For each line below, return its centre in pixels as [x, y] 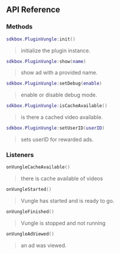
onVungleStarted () [29, 190]
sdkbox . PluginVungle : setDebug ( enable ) [54, 84]
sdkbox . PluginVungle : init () [41, 39]
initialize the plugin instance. [56, 51]
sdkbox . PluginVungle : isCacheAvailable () [57, 106]
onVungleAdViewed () [30, 234]
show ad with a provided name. [59, 73]
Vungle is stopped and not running [63, 223]
